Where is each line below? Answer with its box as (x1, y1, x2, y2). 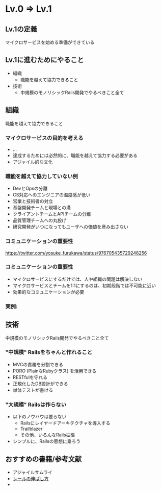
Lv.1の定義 (5, 25, 37, 33)
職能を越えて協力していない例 (5, 172, 78, 180)
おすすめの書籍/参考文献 (5, 455, 82, 463)
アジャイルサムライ (12, 469, 52, 475)
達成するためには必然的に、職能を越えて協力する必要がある (12, 152, 138, 159)
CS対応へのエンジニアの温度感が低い (12, 192, 91, 198)
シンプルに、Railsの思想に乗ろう (12, 438, 81, 444)
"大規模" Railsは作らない (5, 401, 66, 408)
